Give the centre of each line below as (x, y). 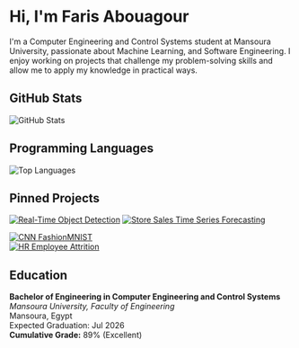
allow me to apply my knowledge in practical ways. (103, 70)
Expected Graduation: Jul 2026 (67, 326)
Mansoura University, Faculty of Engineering (92, 307)
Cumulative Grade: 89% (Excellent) (76, 335)
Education (39, 275)
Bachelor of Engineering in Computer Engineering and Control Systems (145, 297)
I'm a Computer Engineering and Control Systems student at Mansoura (140, 41)
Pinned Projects (55, 198)
